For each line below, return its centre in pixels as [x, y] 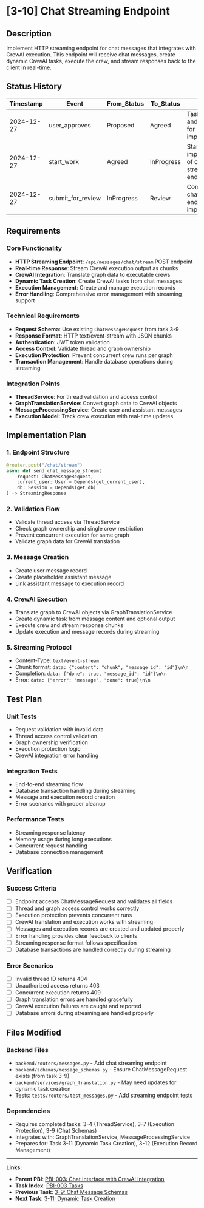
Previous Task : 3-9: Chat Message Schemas [71, 1192]
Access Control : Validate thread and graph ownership [83, 348]
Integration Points [33, 384]
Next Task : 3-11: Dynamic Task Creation [65, 1199]
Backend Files [27, 1050]
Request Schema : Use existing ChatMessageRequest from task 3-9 [97, 329]
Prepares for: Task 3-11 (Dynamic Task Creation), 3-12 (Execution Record [106, 1144]
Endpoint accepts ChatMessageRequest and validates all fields [94, 901]
